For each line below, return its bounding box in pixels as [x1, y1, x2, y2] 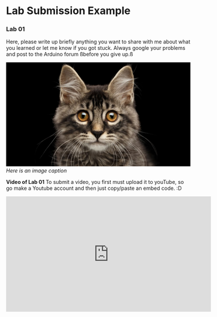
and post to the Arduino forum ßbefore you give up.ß [6, 51, 133, 58]
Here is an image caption [6, 167, 67, 174]
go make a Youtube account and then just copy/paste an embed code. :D [6, 185, 182, 192]
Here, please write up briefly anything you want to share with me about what [6, 38, 191, 45]
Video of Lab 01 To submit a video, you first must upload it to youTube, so [6, 178, 184, 185]
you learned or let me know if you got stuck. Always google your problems [6, 45, 185, 52]
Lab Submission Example [6, 4, 131, 18]
